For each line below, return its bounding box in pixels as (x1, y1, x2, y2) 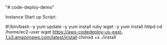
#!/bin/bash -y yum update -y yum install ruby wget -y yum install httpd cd (5, 23, 162, 29)
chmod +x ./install (78, 34, 116, 40)
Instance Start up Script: (5, 14, 57, 19)
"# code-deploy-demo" (5, 4, 55, 10)
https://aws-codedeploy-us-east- (52, 29, 124, 34)
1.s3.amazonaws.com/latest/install (5, 34, 78, 40)
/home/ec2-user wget (5, 29, 52, 34)
